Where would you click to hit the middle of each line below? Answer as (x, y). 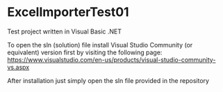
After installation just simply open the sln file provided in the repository (108, 80)
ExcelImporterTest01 (68, 12)
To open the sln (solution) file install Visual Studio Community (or (100, 45)
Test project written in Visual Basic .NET (65, 31)
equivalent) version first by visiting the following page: (85, 52)
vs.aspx (18, 67)
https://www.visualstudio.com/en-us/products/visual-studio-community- (111, 59)
